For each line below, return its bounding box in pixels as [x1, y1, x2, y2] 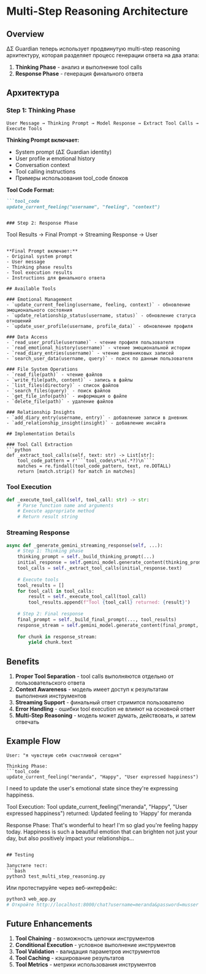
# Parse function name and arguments [17, 502, 114, 508]
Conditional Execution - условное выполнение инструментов [15, 941, 176, 949]
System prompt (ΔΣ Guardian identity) [15, 148, 112, 155]
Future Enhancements [6, 919, 93, 929]
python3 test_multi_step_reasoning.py [6, 873, 105, 879]
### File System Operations [6, 367, 78, 373]
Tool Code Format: [6, 186, 55, 193]
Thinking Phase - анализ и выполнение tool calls [15, 63, 142, 71]
